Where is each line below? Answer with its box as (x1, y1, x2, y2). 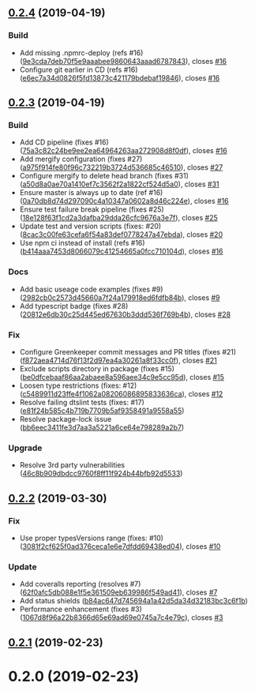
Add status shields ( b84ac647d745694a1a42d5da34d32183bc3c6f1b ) (19, 596, 249, 606)
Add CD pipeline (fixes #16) (19, 137, 109, 147)
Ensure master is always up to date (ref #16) (19, 188, 163, 197)
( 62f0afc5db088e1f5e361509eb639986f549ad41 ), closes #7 (19, 588, 218, 597)
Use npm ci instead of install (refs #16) (19, 238, 145, 248)
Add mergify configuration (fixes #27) (19, 154, 143, 164)
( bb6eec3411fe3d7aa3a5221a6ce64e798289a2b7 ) (19, 422, 185, 432)
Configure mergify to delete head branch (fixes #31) (19, 171, 189, 181)
